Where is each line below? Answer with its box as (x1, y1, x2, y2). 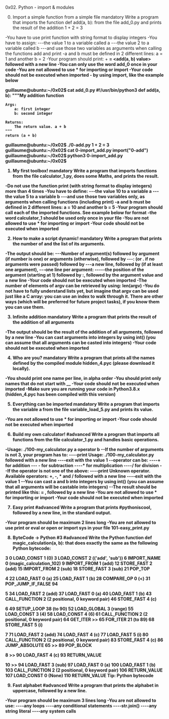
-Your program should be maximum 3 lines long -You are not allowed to (5, 697, 156, 703)
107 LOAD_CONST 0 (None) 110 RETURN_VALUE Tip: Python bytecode (5, 673, 154, 678)
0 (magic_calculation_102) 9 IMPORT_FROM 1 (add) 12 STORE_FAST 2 (5, 560, 152, 566)
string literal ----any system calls (5, 708, 76, 714)
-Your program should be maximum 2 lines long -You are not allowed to (5, 519, 156, 526)
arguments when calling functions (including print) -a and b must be (5, 199, 151, 205)
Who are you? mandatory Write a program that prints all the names (12, 355, 155, 361)
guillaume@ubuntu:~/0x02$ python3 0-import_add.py (5, 153, 123, 158)
